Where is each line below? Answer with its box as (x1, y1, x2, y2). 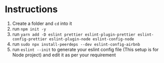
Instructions (5, 4, 58, 15)
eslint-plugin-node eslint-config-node (49, 37, 134, 42)
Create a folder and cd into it (12, 20, 72, 26)
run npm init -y (12, 25, 47, 31)
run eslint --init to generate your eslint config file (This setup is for (12, 46, 159, 52)
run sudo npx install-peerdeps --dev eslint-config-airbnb (12, 41, 140, 47)
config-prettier (12, 37, 47, 42)
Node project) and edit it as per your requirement (12, 52, 116, 58)
